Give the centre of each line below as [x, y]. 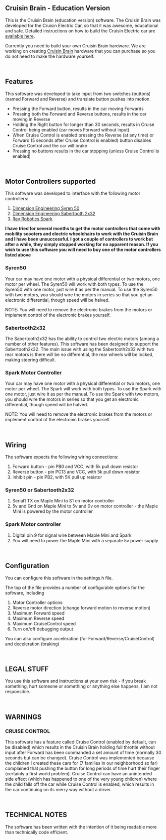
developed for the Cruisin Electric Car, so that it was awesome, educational [82, 25]
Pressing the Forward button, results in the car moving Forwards [78, 109]
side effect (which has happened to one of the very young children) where [81, 779]
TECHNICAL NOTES [36, 815]
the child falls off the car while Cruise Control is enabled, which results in [80, 784]
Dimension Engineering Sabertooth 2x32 [54, 214]
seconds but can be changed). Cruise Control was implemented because [80, 758]
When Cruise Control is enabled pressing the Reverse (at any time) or [83, 135]
